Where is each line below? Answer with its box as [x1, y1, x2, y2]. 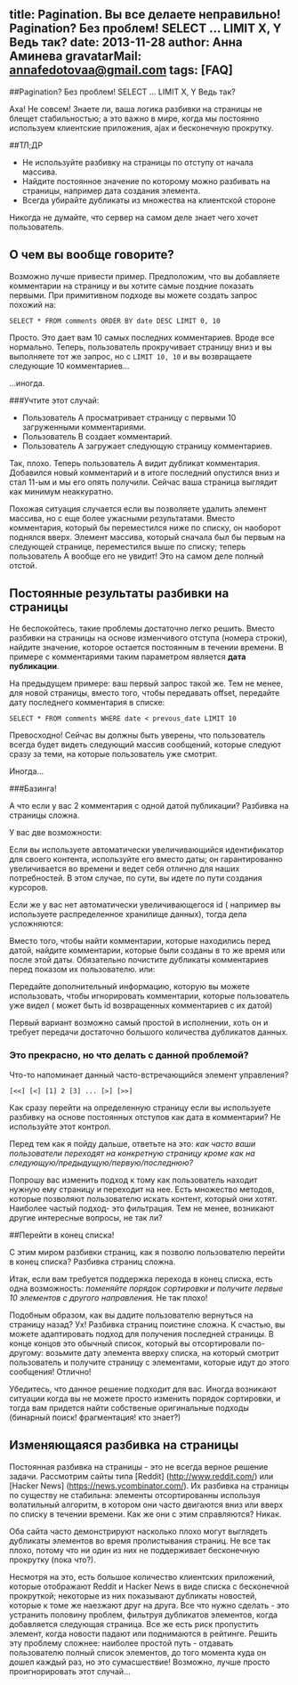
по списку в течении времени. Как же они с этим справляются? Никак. [9, 1508, 282, 1520]
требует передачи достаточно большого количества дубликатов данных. [9, 1027, 289, 1037]
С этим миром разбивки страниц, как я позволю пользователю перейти [9, 1246, 286, 1257]
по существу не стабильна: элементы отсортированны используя [9, 1489, 261, 1500]
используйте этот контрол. [9, 1121, 111, 1132]
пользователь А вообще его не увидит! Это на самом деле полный [9, 551, 264, 561]
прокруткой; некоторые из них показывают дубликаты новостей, [9, 1590, 258, 1600]
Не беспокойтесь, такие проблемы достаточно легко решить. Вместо [9, 623, 276, 634]
